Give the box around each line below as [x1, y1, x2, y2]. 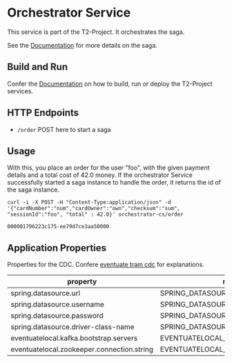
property [67, 277, 97, 286]
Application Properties [7, 242, 107, 254]
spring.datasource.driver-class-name [10, 322, 135, 332]
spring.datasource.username [10, 299, 105, 309]
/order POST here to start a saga [17, 125, 111, 133]
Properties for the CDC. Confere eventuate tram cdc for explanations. [7, 261, 205, 269]
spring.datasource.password [10, 311, 104, 321]
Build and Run [7, 61, 68, 73]
